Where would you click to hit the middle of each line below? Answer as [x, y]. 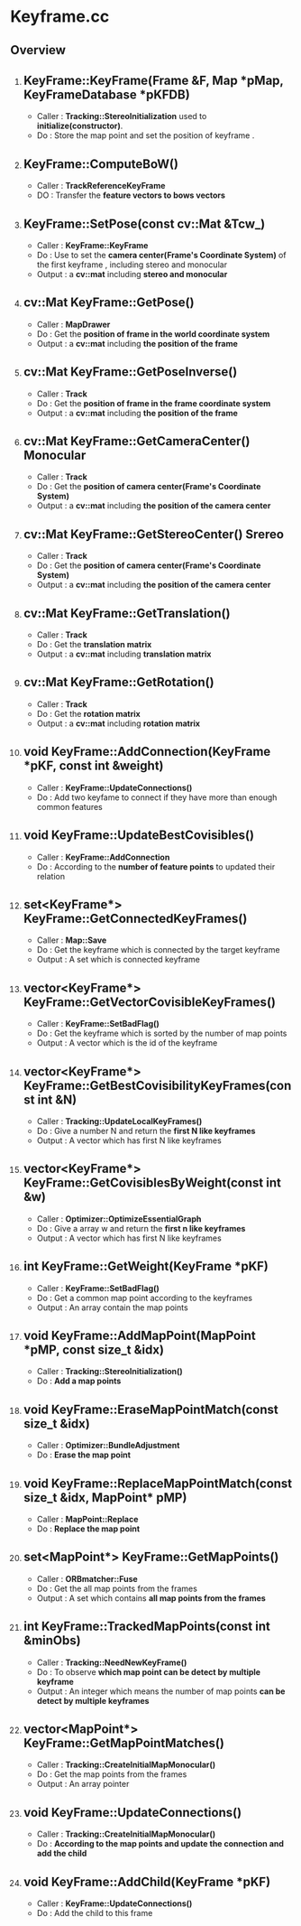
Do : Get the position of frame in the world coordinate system [153, 334]
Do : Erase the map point [84, 1455]
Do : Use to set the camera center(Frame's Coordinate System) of [161, 256]
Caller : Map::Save [72, 940]
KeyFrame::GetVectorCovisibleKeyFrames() [149, 1002]
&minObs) [52, 1641]
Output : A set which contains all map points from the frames [151, 1598]
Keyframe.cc [60, 17]
